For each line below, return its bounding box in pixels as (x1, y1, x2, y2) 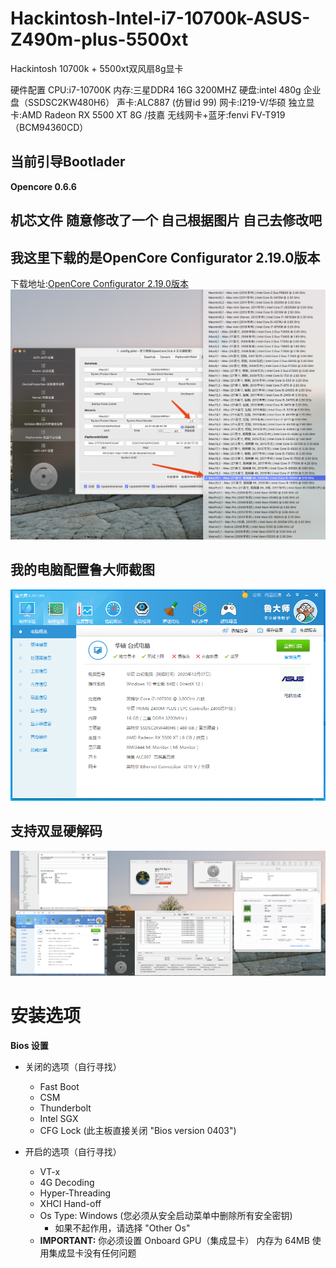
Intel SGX (39, 1112, 79, 1124)
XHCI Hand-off (39, 1197, 102, 1209)
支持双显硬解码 (10, 823, 103, 840)
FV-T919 (250, 108, 286, 121)
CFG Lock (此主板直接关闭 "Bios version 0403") (39, 1124, 237, 1136)
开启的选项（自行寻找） (24, 1145, 122, 1157)
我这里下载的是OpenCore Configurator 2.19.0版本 (10, 249, 321, 266)
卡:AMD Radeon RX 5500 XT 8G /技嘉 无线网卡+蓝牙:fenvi (10, 108, 249, 121)
